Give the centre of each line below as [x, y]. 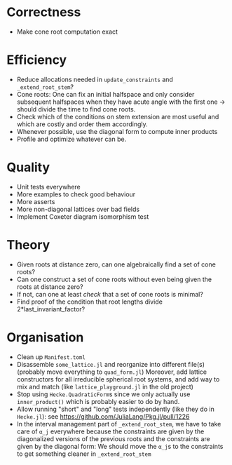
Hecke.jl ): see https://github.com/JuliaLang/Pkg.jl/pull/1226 [103, 416]
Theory [28, 245]
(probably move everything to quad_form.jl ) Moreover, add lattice [112, 372]
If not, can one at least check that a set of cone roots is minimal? [110, 294]
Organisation [45, 337]
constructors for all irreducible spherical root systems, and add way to [118, 379]
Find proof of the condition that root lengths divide [89, 302]
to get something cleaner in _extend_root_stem [84, 454]
